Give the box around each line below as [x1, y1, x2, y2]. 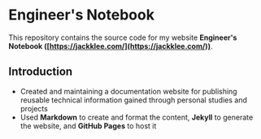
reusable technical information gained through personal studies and [20, 95, 248, 105]
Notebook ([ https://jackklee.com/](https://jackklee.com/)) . [8, 41, 213, 50]
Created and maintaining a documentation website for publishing [20, 86, 237, 96]
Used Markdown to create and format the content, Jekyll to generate [20, 112, 254, 122]
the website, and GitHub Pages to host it [20, 120, 157, 131]
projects [20, 103, 49, 113]
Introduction [8, 65, 73, 79]
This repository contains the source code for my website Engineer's [8, 33, 237, 42]
